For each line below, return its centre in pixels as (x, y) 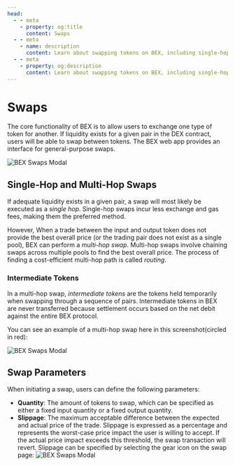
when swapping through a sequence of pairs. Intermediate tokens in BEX (112, 301)
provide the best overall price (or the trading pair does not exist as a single (115, 238)
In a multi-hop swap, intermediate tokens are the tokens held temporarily (112, 293)
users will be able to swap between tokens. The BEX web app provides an (114, 142)
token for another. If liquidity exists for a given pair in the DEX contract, (109, 134)
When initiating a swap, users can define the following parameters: (104, 390)
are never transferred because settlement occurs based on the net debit (111, 308)
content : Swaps (48, 33)
